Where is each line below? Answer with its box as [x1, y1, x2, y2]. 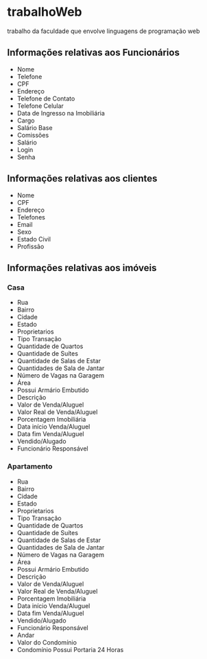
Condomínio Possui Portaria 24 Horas [16, 645, 124, 653]
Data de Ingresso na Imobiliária [16, 109, 105, 117]
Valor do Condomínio [16, 638, 77, 647]
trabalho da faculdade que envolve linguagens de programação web [7, 27, 200, 35]
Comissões [16, 131, 49, 139]
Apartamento [7, 462, 53, 471]
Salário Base [16, 123, 53, 131]
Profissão [16, 242, 45, 250]
